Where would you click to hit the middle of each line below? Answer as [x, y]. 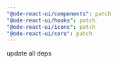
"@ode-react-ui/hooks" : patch [51, 20]
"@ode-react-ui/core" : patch [49, 33]
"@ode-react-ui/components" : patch [59, 14]
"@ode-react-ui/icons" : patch [51, 27]
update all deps [29, 53]
